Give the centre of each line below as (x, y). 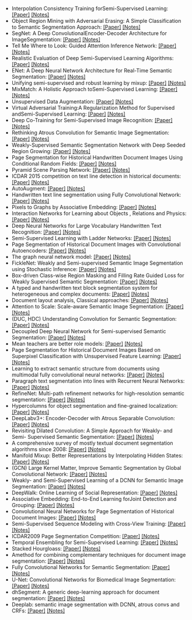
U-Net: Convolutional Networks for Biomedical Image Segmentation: (94, 580)
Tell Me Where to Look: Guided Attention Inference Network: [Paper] (94, 46)
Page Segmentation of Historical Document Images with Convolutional (96, 244)
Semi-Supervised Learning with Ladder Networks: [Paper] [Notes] (91, 238)
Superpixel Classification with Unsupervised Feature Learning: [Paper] (96, 356)
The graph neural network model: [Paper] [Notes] (71, 257)
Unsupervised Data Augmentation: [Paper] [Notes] (72, 101)
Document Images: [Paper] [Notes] (54, 517)
